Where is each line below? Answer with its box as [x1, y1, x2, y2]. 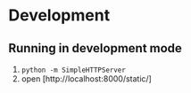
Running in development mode [8, 41, 182, 56]
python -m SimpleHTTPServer [21, 66, 126, 74]
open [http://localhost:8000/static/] [21, 74, 153, 84]
